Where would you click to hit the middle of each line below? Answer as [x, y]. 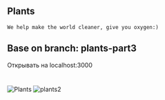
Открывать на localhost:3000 [50, 65]
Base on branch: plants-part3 [72, 49]
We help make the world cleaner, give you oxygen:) [83, 27]
